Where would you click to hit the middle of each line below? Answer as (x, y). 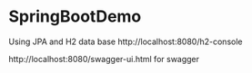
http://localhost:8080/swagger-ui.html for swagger (104, 59)
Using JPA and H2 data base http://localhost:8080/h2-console (126, 41)
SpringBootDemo (75, 17)
